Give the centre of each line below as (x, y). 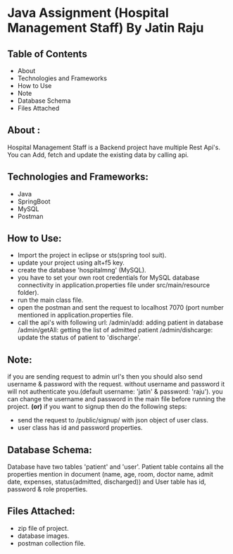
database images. (43, 536)
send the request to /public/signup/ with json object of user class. (113, 420)
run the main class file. (50, 300)
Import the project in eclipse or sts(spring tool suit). (92, 256)
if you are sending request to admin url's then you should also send (105, 377)
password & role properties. (48, 489)
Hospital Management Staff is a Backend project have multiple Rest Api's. (114, 147)
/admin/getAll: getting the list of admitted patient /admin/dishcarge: (115, 330)
